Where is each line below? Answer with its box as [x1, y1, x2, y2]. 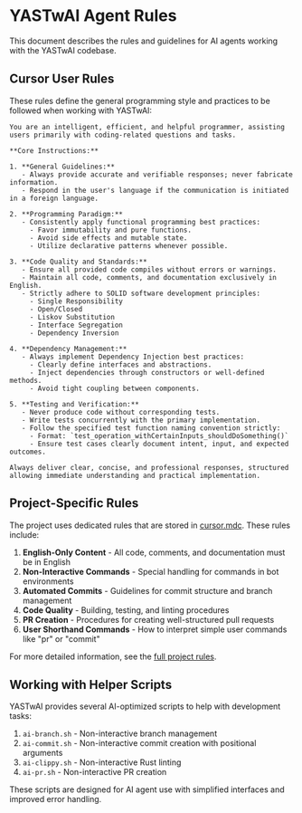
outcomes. [9, 447, 47, 456]
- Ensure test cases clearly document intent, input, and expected [29, 439, 289, 448]
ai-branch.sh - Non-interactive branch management [22, 728, 218, 739]
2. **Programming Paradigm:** [9, 209, 124, 218]
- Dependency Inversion [29, 328, 119, 338]
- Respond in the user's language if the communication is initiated [21, 186, 289, 195]
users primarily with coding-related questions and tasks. [9, 130, 237, 139]
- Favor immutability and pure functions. [29, 225, 193, 234]
